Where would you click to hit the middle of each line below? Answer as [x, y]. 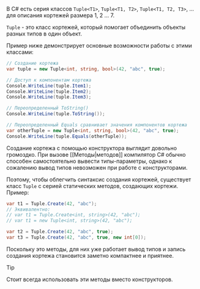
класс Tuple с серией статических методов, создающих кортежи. [92, 186]
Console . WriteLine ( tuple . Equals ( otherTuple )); [67, 136]
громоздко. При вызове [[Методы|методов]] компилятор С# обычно [96, 154]
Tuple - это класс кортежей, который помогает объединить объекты [96, 27]
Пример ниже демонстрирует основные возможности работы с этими [99, 46]
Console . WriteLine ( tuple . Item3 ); [49, 97]
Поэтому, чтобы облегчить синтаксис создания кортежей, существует [99, 179]
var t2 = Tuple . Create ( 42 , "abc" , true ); [60, 232]
